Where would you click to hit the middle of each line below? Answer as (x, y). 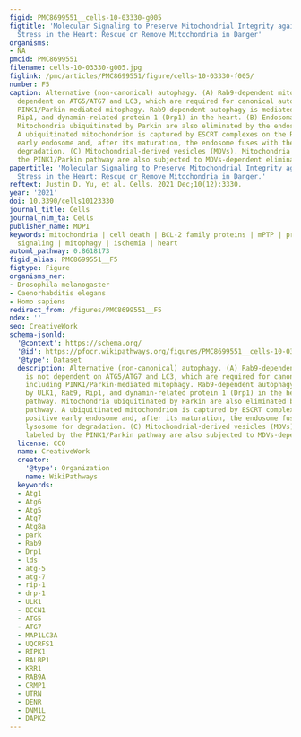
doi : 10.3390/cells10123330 (62, 202)
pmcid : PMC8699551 (43, 59)
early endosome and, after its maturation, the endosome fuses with (148, 143)
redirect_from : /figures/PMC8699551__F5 (86, 310)
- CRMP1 (32, 685)
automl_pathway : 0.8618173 (60, 251)
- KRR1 (30, 669)
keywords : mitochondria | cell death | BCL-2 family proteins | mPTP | (146, 234)
